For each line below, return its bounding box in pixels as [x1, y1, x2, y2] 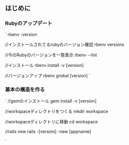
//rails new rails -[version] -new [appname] [5, 128, 91, 134]
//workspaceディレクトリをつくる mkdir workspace [5, 108, 108, 114]
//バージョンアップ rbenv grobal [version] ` [5, 72, 91, 79]
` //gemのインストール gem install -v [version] [5, 98, 97, 104]
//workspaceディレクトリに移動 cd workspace [5, 119, 98, 124]
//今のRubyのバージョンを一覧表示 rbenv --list [5, 52, 97, 58]
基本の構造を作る [5, 86, 45, 93]
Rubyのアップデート [5, 20, 52, 27]
